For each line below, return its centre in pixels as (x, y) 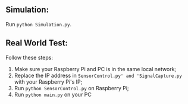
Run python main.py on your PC (53, 94)
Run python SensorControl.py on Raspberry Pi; (71, 88)
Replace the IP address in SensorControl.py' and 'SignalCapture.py (98, 75)
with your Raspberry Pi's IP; (48, 82)
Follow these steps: (29, 57)
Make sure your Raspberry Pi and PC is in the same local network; (95, 69)
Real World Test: (37, 43)
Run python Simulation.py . (39, 24)
